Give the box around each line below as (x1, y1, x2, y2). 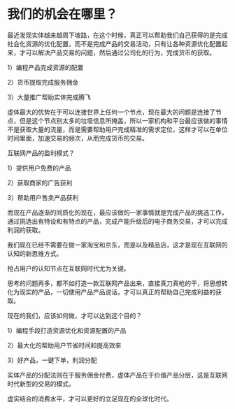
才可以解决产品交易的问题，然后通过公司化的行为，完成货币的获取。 (19, 48, 215, 57)
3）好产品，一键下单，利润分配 (7, 356, 97, 364)
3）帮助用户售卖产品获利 (7, 193, 79, 201)
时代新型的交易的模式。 (7, 379, 75, 388)
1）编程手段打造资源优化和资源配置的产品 (7, 326, 127, 334)
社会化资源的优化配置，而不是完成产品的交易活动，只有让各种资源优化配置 (7, 39, 222, 48)
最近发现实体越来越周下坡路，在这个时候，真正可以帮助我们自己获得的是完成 (7, 31, 228, 39)
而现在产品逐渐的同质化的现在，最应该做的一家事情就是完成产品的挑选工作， (7, 208, 228, 217)
